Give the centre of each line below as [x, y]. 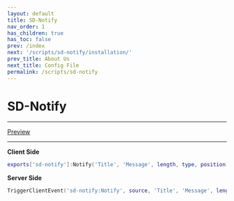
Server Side [25, 178]
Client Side [23, 152]
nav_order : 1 [26, 26]
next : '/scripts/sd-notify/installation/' [70, 53]
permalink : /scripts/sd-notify [53, 72]
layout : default [31, 14]
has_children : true [36, 33]
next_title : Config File [43, 65]
